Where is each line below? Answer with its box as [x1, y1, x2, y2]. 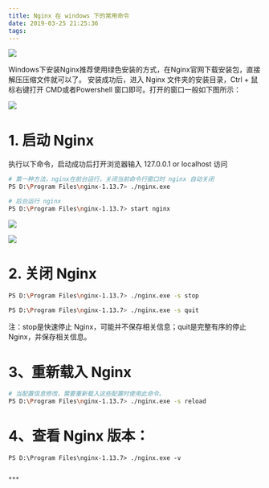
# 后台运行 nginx [8, 198, 62, 206]
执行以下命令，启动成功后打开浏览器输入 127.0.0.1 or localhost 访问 [8, 159, 228, 169]
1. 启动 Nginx [8, 131, 95, 150]
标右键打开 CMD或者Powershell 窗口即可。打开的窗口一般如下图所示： [8, 85, 242, 95]
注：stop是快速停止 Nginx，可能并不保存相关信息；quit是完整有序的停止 [8, 322, 247, 331]
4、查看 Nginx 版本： [8, 427, 150, 445]
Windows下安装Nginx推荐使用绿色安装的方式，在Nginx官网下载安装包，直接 [8, 65, 261, 75]
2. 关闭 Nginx [8, 265, 97, 282]
